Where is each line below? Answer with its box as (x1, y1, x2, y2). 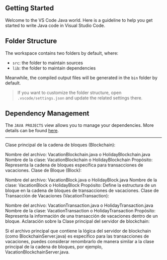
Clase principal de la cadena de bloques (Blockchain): (5, 142, 116, 148)
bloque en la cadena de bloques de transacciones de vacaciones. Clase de (5, 187, 159, 193)
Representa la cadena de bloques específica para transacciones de (5, 162, 143, 168)
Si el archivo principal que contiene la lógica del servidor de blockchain (5, 228, 151, 234)
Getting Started (5, 4, 54, 12)
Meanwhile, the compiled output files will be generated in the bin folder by (5, 75, 158, 81)
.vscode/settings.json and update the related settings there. (17, 94, 143, 101)
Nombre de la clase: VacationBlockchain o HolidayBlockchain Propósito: (5, 157, 153, 163)
